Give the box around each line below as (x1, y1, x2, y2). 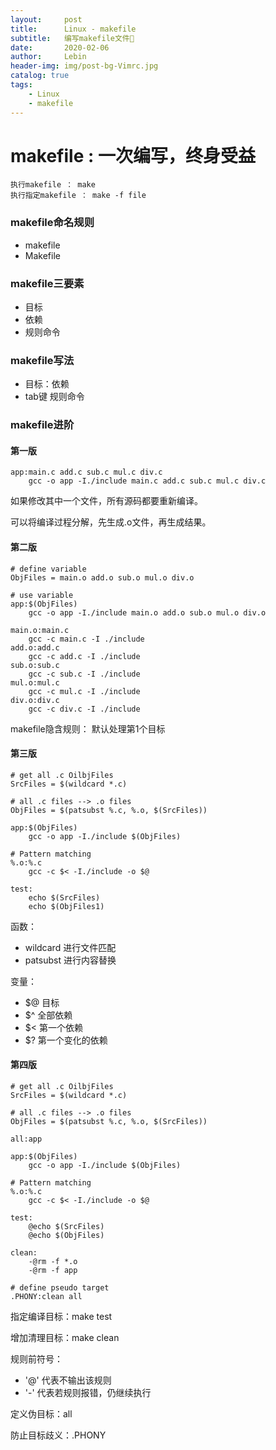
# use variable (10, 590, 74, 600)
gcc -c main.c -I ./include (28, 634, 145, 644)
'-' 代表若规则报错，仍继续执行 (24, 1387, 152, 1399)
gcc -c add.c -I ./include (28, 651, 141, 661)
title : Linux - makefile (10, 24, 137, 34)
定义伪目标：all (10, 1408, 73, 1420)
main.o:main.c (10, 625, 70, 635)
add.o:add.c (10, 642, 60, 653)
